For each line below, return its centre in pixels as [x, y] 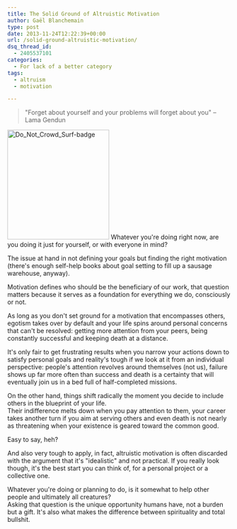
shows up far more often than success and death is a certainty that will [111, 375]
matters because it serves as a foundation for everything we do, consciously [119, 295]
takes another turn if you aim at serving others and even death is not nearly [117, 419]
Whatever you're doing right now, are [165, 237]
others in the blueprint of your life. [57, 403]
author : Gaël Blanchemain [45, 21]
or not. [17, 302]
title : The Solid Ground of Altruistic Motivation [83, 14]
